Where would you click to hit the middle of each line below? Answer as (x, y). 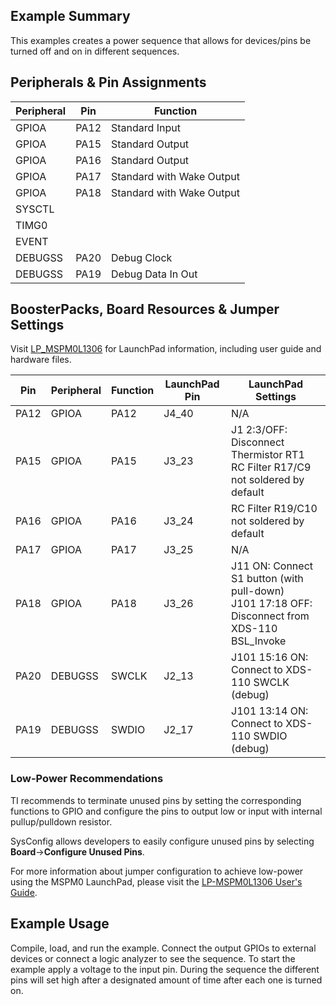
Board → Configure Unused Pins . (77, 851)
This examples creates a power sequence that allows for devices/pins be (161, 40)
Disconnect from (270, 616)
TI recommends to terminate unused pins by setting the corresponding (156, 800)
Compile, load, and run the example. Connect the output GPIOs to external (163, 948)
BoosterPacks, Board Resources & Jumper (145, 309)
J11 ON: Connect (272, 566)
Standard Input (146, 127)
